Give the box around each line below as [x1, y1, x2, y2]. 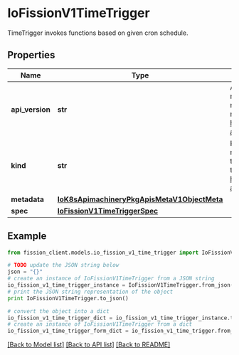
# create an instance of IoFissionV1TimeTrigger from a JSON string [7, 275, 215, 282]
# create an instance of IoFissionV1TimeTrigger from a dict [7, 321, 193, 328]
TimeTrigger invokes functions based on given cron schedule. [7, 28, 188, 37]
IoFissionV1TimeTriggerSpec [57, 206, 159, 216]
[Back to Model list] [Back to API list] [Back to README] [7, 340, 171, 349]
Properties [7, 49, 55, 61]
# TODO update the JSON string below [7, 262, 119, 269]
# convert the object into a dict [7, 307, 110, 314]
